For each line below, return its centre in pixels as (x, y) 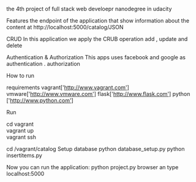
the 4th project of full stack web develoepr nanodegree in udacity (89, 9)
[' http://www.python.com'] (40, 100)
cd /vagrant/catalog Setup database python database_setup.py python (96, 149)
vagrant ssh (21, 137)
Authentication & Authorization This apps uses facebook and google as (96, 57)
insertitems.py (24, 155)
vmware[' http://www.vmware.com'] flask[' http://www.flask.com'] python (98, 94)
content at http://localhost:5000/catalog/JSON (65, 27)
